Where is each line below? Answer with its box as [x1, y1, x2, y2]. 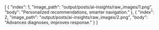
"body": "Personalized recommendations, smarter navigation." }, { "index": [4, 9, 155, 15]
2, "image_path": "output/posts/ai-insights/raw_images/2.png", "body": [4, 15, 148, 20]
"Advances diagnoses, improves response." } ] [4, 19, 98, 25]
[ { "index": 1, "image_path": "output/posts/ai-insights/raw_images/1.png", [4, 4, 153, 10]
